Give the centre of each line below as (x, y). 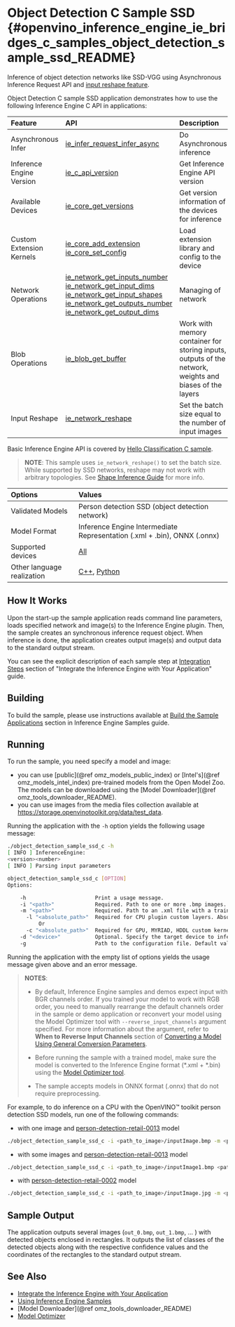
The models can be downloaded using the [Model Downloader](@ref (116, 790)
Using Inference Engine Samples (64, 1301)
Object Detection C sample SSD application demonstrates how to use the (113, 98)
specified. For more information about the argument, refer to (122, 1029)
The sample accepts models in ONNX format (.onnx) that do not (127, 1085)
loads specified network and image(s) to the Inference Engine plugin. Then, (116, 625)
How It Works (37, 601)
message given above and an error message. (72, 964)
